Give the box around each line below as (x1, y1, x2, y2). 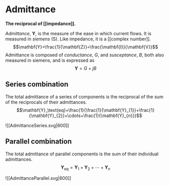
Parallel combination (5, 137, 72, 146)
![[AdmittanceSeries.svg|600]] (5, 122, 69, 128)
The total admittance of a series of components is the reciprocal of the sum (5, 94, 164, 100)
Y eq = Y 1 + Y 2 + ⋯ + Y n (61, 164, 110, 172)
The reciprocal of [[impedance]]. (5, 20, 76, 27)
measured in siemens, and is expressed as (5, 57, 95, 63)
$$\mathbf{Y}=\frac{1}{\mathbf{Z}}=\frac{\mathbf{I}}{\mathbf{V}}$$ (13, 43, 158, 50)
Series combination (5, 80, 69, 89)
